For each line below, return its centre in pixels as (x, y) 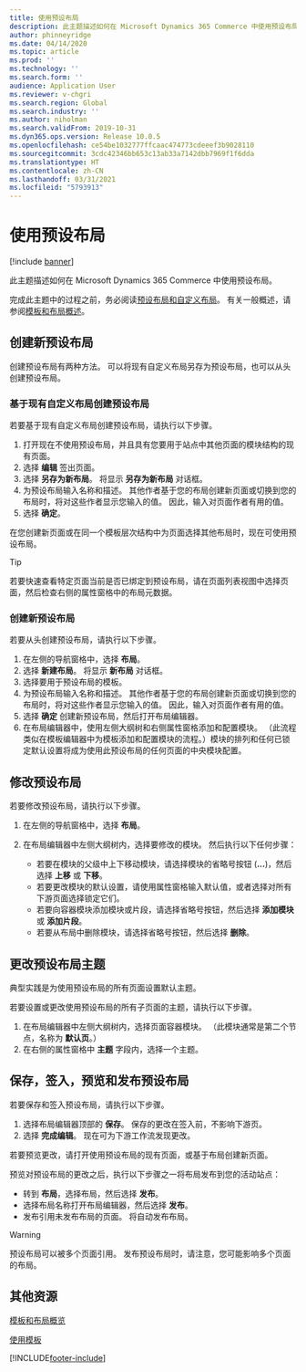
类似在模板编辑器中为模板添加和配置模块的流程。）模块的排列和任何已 (152, 739)
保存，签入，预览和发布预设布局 (99, 1081)
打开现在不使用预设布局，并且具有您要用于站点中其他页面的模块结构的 (154, 445)
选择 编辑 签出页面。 (61, 467)
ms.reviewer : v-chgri (51, 94)
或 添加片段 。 (61, 921)
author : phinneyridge (51, 35)
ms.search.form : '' (46, 78)
